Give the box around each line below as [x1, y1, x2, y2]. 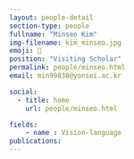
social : [9, 87, 38, 96]
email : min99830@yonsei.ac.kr [9, 71, 122, 80]
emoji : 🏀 [9, 46, 42, 55]
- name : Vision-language [25, 129, 122, 138]
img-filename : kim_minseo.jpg [9, 38, 122, 47]
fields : [9, 120, 38, 130]
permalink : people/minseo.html [9, 63, 126, 72]
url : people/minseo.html [25, 104, 118, 113]
